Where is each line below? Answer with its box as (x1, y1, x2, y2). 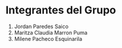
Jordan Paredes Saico (14, 23, 69, 30)
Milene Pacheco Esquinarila (14, 35, 83, 42)
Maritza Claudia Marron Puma (14, 29, 87, 36)
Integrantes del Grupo (5, 4, 117, 17)
